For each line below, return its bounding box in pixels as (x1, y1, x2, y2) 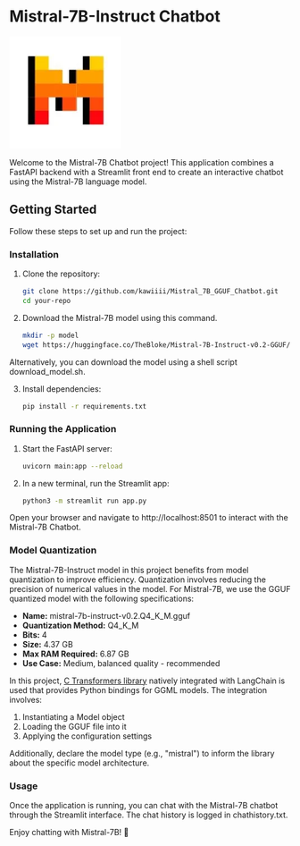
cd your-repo (21, 296, 71, 305)
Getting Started (9, 202, 97, 217)
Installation (9, 248, 60, 260)
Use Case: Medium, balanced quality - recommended (21, 657, 221, 668)
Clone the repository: (21, 268, 101, 279)
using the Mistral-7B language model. (9, 176, 147, 187)
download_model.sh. (9, 366, 87, 376)
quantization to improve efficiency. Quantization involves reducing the (9, 574, 266, 585)
